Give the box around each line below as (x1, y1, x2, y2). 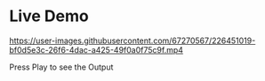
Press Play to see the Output (9, 62, 114, 72)
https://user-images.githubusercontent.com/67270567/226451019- (9, 35, 256, 46)
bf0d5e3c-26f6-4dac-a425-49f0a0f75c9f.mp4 (9, 44, 184, 55)
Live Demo (9, 6, 89, 26)
